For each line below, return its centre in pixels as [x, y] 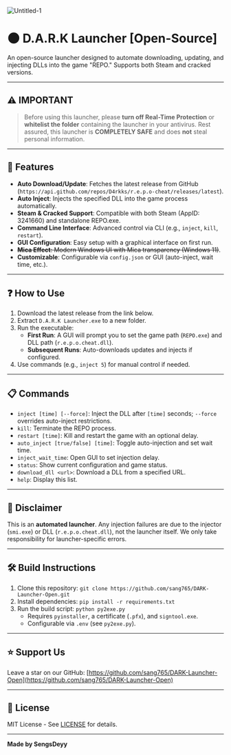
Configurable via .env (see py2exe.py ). [81, 623]
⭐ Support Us [36, 653]
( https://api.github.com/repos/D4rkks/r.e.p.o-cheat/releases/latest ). [120, 191]
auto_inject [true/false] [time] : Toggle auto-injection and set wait [115, 443]
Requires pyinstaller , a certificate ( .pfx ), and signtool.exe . [113, 616]
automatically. [37, 205]
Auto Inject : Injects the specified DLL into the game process [102, 198]
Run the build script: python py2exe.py [71, 608]
